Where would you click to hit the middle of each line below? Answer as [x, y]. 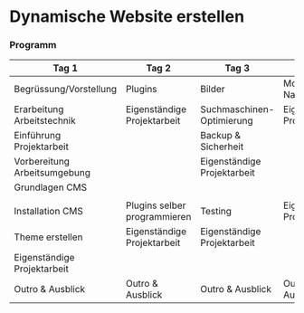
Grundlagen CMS [51, 187]
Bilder [213, 90]
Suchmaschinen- [237, 109]
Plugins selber [156, 205]
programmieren [158, 217]
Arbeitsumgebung [52, 173]
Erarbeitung [39, 109]
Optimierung [227, 121]
